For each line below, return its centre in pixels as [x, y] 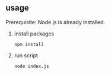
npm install [29, 44]
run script [26, 55]
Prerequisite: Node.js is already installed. [56, 22]
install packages [34, 34]
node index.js [31, 66]
